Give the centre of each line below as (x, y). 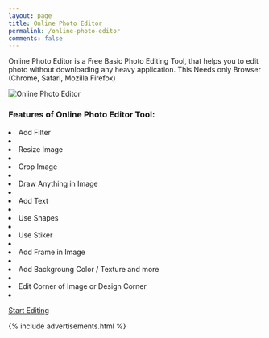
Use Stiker (36, 235)
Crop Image (38, 167)
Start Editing (29, 310)
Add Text (34, 200)
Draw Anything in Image (58, 183)
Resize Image (41, 149)
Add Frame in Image (52, 252)
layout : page (30, 16)
